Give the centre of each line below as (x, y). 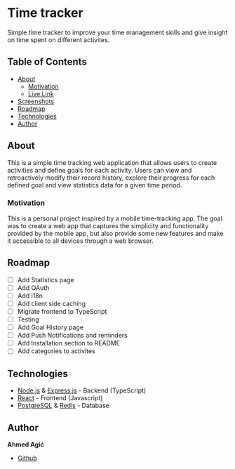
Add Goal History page (51, 327)
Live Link (41, 93)
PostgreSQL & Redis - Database (63, 406)
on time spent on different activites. (59, 39)
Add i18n (30, 296)
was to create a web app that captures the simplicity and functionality (108, 225)
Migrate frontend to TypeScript (62, 311)
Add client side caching (52, 303)
